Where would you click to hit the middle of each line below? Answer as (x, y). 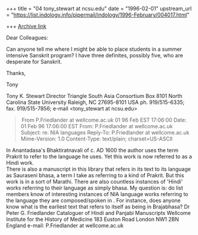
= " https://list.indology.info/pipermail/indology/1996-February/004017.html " (98, 15)
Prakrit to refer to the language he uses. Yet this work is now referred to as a (99, 156)
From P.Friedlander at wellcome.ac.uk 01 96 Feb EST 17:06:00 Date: (104, 120)
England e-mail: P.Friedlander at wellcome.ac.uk (65, 226)
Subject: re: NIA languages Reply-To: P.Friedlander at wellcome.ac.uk (105, 133)
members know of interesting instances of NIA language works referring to (97, 194)
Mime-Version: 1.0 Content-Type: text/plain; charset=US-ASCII (97, 139)
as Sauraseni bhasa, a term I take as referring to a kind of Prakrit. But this (95, 175)
